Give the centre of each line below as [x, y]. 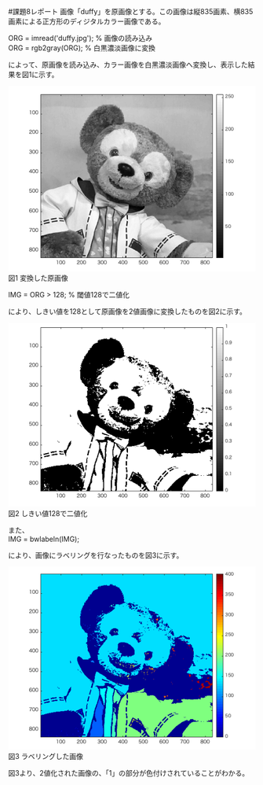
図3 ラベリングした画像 [46, 757]
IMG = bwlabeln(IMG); [44, 539]
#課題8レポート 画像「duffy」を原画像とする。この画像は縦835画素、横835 [131, 11]
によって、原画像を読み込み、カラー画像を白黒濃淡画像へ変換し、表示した [128, 64]
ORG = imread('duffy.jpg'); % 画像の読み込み [80, 38]
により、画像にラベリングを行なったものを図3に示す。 [96, 555]
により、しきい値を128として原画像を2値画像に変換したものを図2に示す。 [128, 311]
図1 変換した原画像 [38, 278]
